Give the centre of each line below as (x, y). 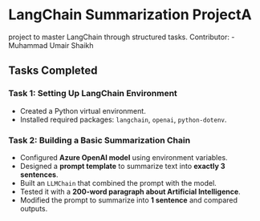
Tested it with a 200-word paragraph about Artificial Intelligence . (130, 191)
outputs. (34, 208)
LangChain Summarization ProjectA (130, 15)
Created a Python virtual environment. (83, 110)
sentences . (39, 175)
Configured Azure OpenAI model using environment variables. (124, 157)
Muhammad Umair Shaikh (51, 45)
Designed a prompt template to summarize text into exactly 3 (122, 166)
